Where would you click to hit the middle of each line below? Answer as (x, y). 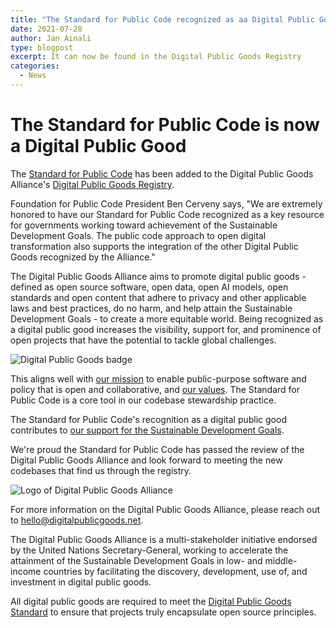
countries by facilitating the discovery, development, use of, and (175, 571)
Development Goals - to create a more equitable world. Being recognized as (167, 318)
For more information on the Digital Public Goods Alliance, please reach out (165, 509)
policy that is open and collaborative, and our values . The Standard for (155, 389)
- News (33, 76)
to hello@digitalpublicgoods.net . (77, 520)
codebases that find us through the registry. (101, 470)
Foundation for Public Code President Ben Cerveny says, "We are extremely (166, 203)
